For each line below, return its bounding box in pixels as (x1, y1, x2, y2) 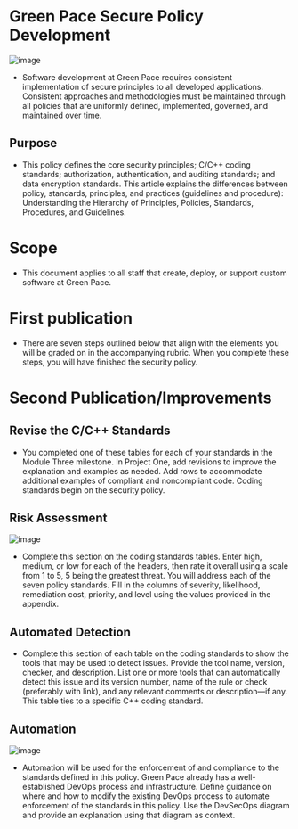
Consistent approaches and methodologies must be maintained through (21, 91, 286, 102)
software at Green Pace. (21, 276, 111, 287)
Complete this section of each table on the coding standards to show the (21, 648, 289, 659)
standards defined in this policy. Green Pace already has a (21, 772, 236, 783)
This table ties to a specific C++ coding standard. (21, 695, 204, 706)
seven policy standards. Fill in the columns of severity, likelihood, (21, 579, 261, 590)
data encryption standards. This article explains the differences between (21, 178, 289, 189)
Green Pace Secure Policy (9, 6, 205, 27)
